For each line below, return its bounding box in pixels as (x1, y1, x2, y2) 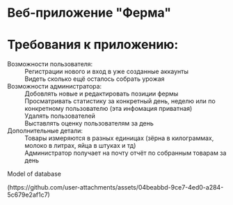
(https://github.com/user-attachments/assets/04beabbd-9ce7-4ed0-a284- (7, 183, 224, 192)
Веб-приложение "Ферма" (7, 5, 172, 21)
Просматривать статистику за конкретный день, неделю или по (24, 97, 216, 105)
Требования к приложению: (7, 37, 179, 53)
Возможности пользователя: (7, 60, 93, 68)
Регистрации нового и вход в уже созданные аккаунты (24, 68, 189, 76)
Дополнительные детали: (7, 127, 83, 135)
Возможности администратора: (7, 82, 102, 91)
